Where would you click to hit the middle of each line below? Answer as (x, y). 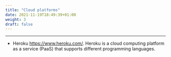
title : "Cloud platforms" (33, 10)
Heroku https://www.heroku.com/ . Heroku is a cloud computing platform (88, 43)
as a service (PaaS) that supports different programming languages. (84, 49)
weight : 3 (16, 19)
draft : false (19, 24)
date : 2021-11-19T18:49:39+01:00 (41, 15)
